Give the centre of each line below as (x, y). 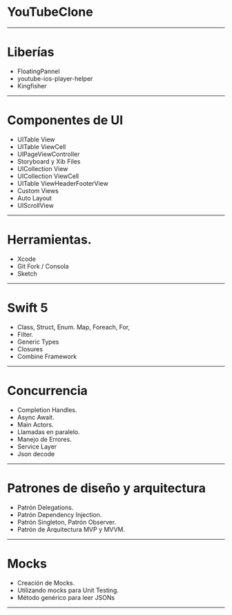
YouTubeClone (50, 12)
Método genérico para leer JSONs (66, 597)
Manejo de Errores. (45, 439)
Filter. (25, 334)
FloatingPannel (38, 71)
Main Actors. (35, 424)
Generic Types (38, 342)
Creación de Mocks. (46, 583)
